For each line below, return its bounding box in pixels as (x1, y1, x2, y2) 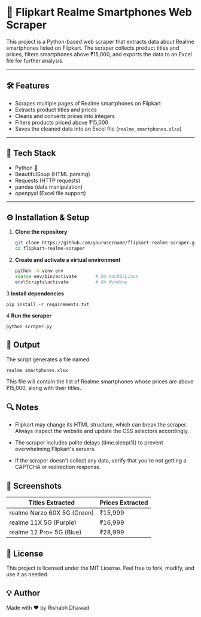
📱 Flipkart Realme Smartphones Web (6, 5, 193, 19)
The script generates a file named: (6, 356, 91, 363)
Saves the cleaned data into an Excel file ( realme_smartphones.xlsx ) (14, 125, 182, 132)
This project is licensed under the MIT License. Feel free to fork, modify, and (6, 564, 194, 571)
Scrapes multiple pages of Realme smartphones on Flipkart (14, 99, 162, 107)
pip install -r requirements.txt (6, 301, 90, 307)
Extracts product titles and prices (14, 106, 97, 113)
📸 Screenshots (6, 480, 62, 491)
